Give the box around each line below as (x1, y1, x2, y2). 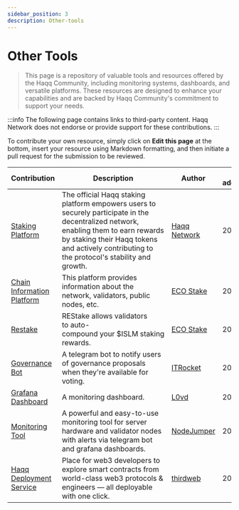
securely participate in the (61, 208, 149, 218)
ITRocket (171, 363, 201, 373)
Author (181, 173, 206, 183)
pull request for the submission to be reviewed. (7, 152, 146, 160)
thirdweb (171, 474, 201, 484)
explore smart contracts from (61, 464, 159, 474)
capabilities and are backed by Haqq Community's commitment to (24, 94, 219, 103)
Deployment (11, 474, 52, 484)
